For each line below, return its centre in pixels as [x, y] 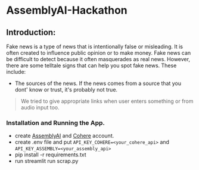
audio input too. [40, 107]
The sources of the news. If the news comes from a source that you [98, 83]
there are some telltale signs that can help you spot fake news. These [91, 65]
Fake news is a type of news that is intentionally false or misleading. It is [95, 46]
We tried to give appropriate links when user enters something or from [107, 101]
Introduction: [31, 32]
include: [16, 72]
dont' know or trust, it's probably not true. [66, 89]
